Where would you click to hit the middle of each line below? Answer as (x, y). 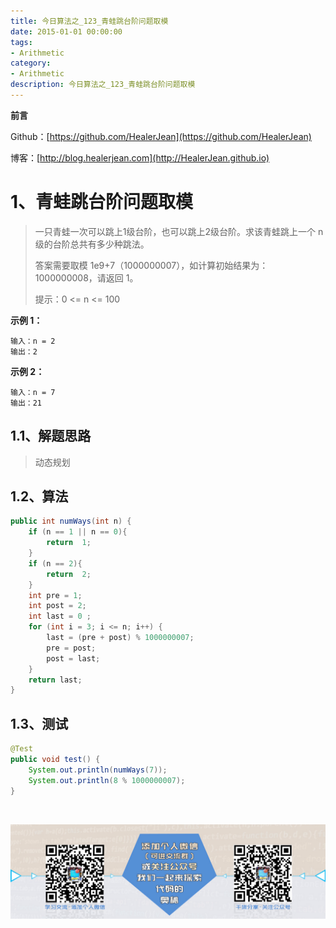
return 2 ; (69, 574)
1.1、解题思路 (51, 436)
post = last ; (73, 658)
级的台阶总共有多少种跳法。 (92, 244)
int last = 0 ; (60, 616)
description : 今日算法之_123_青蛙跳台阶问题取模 (103, 85)
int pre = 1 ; (55, 595)
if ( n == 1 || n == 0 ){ (78, 532)
